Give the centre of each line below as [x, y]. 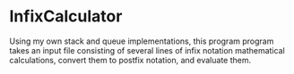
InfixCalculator [66, 16]
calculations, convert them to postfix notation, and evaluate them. [130, 60]
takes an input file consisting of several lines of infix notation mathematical [147, 50]
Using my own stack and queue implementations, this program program [142, 41]
